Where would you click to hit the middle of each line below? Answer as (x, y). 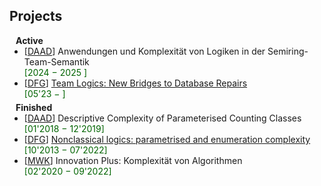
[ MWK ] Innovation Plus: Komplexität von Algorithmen (133, 160)
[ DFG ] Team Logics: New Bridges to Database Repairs (135, 83)
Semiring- (288, 51)
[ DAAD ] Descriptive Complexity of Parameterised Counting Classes (162, 118)
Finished (34, 107)
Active (29, 40)
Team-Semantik (56, 61)
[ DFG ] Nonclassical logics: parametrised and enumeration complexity (167, 139)
